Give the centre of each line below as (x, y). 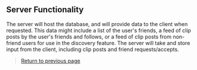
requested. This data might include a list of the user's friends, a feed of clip (98, 30)
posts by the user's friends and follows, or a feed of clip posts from (89, 36)
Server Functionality (45, 10)
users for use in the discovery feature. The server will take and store (106, 43)
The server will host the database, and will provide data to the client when (97, 24)
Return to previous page (50, 61)
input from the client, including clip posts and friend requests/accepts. (93, 49)
